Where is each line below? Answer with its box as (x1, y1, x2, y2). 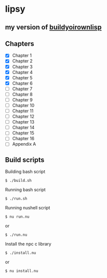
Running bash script (5, 187, 46, 193)
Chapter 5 (12, 75, 33, 80)
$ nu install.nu (5, 269, 38, 274)
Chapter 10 (12, 102, 35, 108)
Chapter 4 (12, 69, 33, 75)
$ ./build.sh (5, 178, 32, 183)
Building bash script (5, 169, 46, 175)
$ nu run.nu (5, 214, 29, 219)
